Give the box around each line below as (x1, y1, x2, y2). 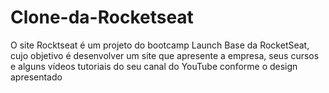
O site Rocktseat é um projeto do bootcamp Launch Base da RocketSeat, (10, 39, 310, 51)
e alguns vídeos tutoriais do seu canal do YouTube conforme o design (10, 60, 298, 72)
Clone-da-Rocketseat (10, 6, 194, 29)
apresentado (10, 71, 63, 83)
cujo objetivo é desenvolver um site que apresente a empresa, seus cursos (10, 49, 320, 61)
